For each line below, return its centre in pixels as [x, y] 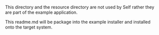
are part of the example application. [41, 12]
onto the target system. [29, 27]
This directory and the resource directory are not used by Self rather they [80, 7]
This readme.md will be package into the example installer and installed [78, 22]
